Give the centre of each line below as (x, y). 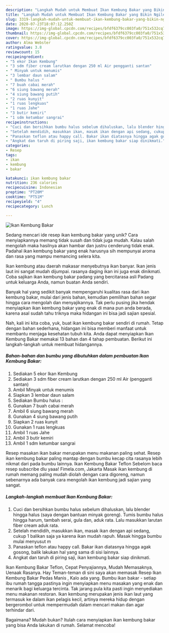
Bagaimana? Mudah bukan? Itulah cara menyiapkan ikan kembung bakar (80, 620)
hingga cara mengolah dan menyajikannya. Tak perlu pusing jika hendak (80, 302)
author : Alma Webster (28, 43)
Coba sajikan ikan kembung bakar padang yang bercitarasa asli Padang (80, 276)
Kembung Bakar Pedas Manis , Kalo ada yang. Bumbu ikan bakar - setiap (81, 578)
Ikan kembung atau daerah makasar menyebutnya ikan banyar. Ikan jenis (81, 266)
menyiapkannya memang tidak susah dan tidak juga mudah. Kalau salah (80, 240)
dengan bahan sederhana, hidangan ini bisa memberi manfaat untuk (76, 328)
